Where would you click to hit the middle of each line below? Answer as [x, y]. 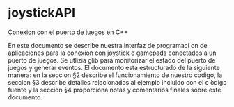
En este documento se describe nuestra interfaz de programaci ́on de [108, 45]
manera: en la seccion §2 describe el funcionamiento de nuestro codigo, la [115, 75]
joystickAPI [42, 13]
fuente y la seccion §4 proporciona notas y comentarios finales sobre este [115, 90]
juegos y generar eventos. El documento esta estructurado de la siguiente [114, 67]
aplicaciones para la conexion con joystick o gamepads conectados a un [112, 53]
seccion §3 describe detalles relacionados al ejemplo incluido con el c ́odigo [117, 82]
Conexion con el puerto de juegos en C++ [68, 32]
